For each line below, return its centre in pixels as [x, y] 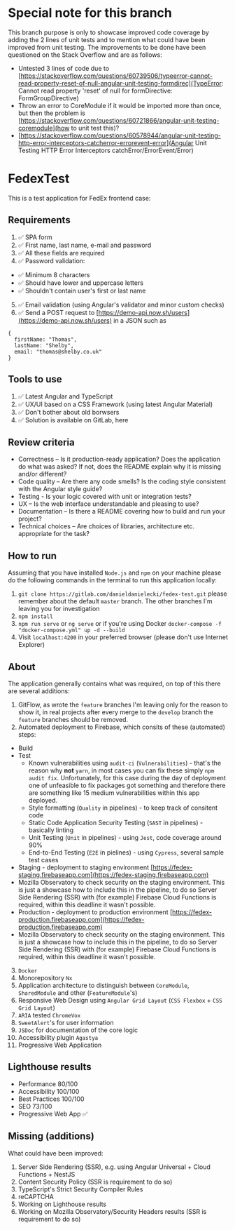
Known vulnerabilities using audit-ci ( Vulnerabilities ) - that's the [125, 763]
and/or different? [42, 474]
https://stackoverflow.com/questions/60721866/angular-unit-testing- [120, 120]
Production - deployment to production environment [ [95, 912]
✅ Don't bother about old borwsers [69, 412]
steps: [27, 734]
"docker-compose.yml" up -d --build [71, 630]
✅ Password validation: [51, 260]
